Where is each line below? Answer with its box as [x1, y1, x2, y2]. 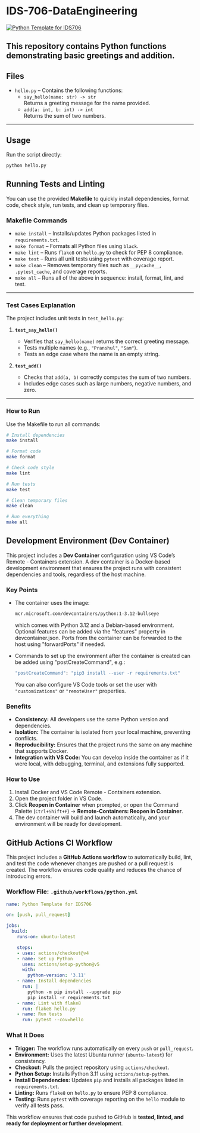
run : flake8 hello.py [21, 1006, 76, 1012]
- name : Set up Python [17, 956, 73, 961]
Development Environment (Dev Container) [6, 536, 170, 546]
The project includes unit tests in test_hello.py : [6, 315, 124, 322]
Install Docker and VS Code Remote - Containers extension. [14, 789, 162, 796]
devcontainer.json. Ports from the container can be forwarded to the [14, 635, 183, 642]
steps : [17, 944, 33, 951]
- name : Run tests [17, 1011, 62, 1017]
